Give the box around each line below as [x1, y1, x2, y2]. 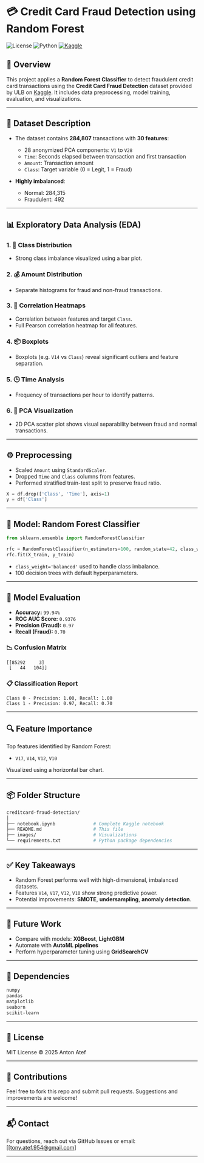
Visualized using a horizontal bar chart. [6, 766, 104, 773]
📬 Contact [6, 1118, 49, 1128]
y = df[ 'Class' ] [6, 496, 47, 503]
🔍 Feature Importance [6, 723, 93, 734]
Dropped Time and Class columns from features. [15, 472, 135, 480]
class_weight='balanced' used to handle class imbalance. [15, 562, 160, 570]
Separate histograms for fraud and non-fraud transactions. [15, 286, 163, 293]
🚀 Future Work [6, 919, 62, 929]
